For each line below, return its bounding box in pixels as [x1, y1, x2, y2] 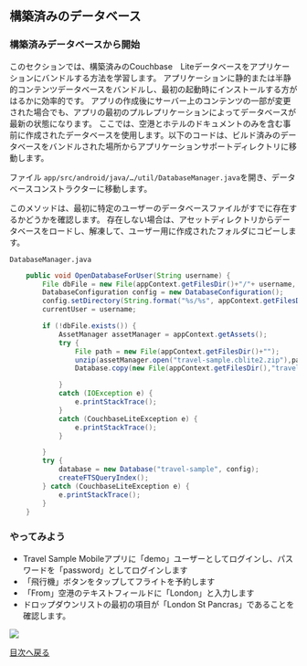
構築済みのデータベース [9, 8, 142, 25]
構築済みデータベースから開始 [9, 38, 141, 51]
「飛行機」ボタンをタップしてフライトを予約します [22, 576, 216, 587]
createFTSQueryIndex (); [58, 473, 149, 482]
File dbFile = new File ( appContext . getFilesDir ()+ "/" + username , [42, 280, 297, 289]
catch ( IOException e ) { [58, 389, 153, 398]
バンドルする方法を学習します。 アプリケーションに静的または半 [40, 72, 283, 83]
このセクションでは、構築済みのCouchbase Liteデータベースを [9, 60, 250, 71]
